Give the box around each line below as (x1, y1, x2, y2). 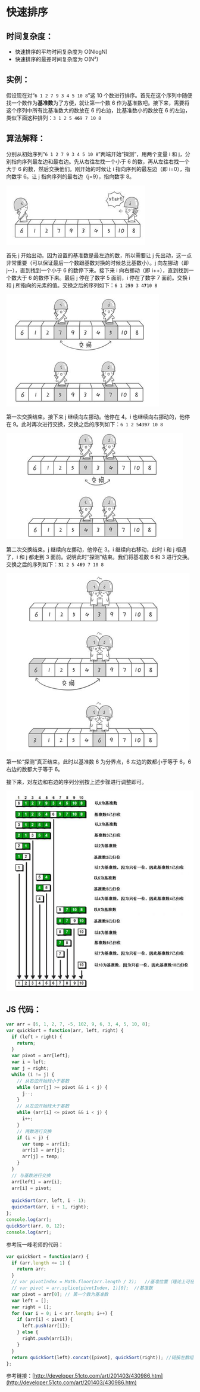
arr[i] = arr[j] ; (21, 1147, 65, 1153)
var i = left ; (11, 1059, 46, 1065)
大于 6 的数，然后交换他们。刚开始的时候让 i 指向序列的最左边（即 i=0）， (6, 165, 186, 172)
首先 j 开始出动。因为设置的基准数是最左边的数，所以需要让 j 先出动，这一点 (6, 252, 192, 259)
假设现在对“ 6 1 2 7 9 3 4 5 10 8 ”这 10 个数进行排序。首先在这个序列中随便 (6, 91, 192, 99)
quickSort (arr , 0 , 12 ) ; (6, 1223, 65, 1229)
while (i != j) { (11, 1072, 55, 1077)
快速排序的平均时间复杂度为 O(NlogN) (14, 48, 108, 55)
